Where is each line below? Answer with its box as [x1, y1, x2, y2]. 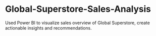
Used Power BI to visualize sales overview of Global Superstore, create [5, 20, 150, 26]
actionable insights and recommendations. [5, 25, 92, 31]
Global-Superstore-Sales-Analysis [5, 3, 151, 15]
